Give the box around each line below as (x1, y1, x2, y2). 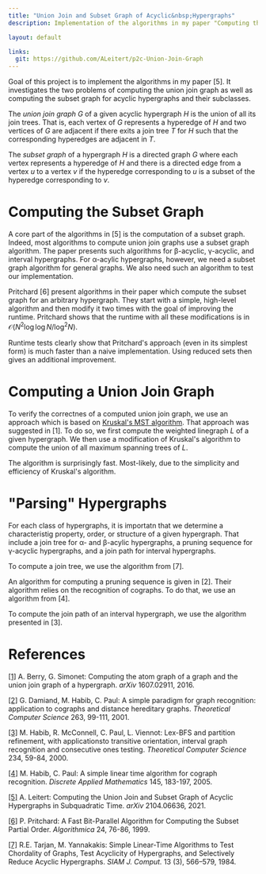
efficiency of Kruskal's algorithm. (8, 466, 116, 476)
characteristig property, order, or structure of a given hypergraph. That (8, 529, 239, 539)
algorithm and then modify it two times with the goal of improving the (8, 304, 234, 314)
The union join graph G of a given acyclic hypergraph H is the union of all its (8, 109, 256, 119)
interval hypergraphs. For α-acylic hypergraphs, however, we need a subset (8, 255, 256, 265)
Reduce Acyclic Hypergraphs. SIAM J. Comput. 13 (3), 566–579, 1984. (8, 857, 237, 866)
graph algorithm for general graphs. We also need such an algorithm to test (8, 263, 254, 273)
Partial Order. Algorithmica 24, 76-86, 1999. (8, 824, 150, 834)
